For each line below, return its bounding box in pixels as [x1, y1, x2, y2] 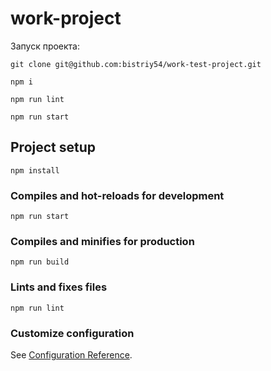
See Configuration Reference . [10, 348, 133, 361]
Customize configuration [10, 326, 135, 340]
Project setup [10, 139, 97, 156]
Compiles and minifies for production [10, 234, 195, 248]
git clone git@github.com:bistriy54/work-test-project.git [10, 59, 262, 69]
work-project [10, 7, 122, 30]
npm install [10, 165, 60, 176]
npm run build [10, 257, 70, 267]
